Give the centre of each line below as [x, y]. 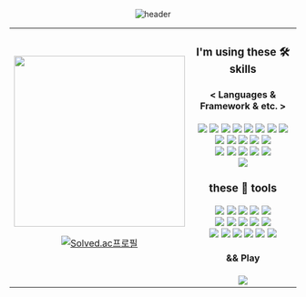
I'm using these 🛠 [243, 52]
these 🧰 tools [243, 189]
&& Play [243, 258]
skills [243, 69]
